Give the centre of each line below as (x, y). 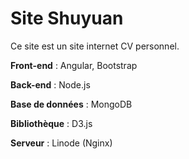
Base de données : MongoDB (71, 104)
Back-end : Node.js (50, 84)
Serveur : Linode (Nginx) (61, 143)
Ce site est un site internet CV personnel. (95, 46)
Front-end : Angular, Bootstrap (74, 65)
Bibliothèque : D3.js (51, 123)
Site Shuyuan (67, 18)
